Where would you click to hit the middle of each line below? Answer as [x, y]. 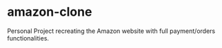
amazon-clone [50, 12]
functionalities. [28, 38]
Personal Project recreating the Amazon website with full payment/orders [111, 31]
